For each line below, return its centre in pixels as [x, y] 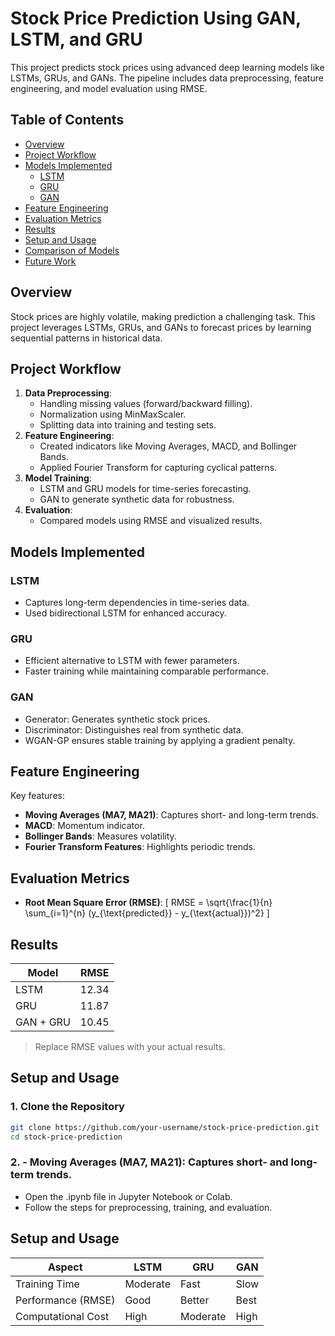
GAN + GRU [43, 1022]
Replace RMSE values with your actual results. [130, 1047]
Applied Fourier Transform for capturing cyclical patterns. [158, 468]
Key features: [37, 796]
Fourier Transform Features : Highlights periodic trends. [140, 847]
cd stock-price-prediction [66, 1137]
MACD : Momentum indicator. [84, 826]
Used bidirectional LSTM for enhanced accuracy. [125, 613]
